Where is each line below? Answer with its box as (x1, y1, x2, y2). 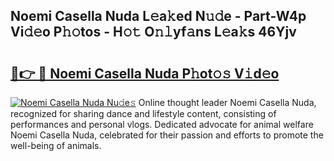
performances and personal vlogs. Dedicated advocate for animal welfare (10, 119, 314, 130)
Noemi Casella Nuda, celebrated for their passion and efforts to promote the (10, 129, 324, 141)
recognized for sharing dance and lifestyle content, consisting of (10, 108, 277, 119)
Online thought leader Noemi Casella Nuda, (138, 97, 317, 108)
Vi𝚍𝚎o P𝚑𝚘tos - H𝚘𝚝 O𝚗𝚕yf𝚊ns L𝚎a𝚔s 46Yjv (10, 24, 297, 41)
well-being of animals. (10, 140, 102, 151)
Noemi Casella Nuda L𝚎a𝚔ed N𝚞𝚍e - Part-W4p (10, 8, 307, 25)
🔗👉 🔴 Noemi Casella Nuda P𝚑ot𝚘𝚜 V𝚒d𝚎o (10, 65, 280, 82)
